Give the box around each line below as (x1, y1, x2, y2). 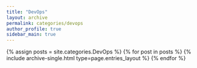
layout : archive (6, 15, 48, 21)
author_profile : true (6, 25, 62, 32)
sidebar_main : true (6, 32, 56, 38)
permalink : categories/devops (6, 20, 84, 26)
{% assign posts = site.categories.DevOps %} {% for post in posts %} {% (6, 48, 191, 55)
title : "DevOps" (6, 8, 48, 15)
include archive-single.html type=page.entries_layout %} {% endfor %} (6, 55, 186, 62)
